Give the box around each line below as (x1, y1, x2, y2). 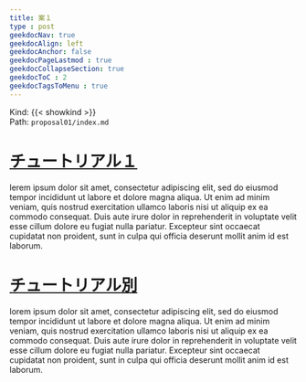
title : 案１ (9, 13, 52, 23)
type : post (9, 22, 55, 31)
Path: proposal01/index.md (9, 116, 110, 127)
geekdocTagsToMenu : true (9, 81, 108, 90)
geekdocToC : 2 (9, 73, 68, 82)
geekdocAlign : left (9, 38, 84, 48)
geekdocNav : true (9, 30, 76, 39)
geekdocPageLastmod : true (9, 56, 112, 65)
